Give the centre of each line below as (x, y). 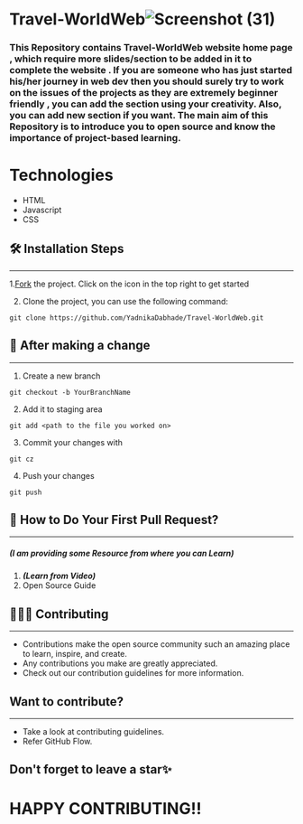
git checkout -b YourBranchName (70, 392)
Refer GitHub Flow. (57, 742)
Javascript (42, 210)
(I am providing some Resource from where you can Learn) (122, 553)
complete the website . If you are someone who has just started (151, 70)
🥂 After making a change (80, 346)
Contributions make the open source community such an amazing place (156, 644)
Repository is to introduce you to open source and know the (143, 126)
